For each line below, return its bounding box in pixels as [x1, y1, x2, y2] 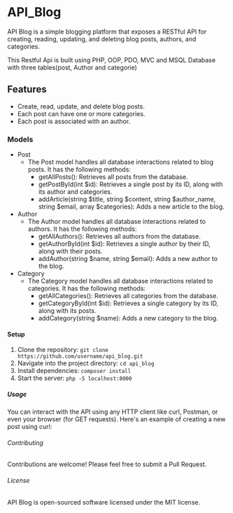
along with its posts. [38, 307, 97, 315]
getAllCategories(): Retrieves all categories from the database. [38, 292, 219, 300]
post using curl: [7, 423, 52, 431]
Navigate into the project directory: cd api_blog [17, 359, 155, 367]
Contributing [7, 438, 44, 447]
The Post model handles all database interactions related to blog [27, 158, 213, 167]
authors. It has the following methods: [27, 225, 137, 233]
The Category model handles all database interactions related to [27, 277, 213, 286]
